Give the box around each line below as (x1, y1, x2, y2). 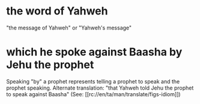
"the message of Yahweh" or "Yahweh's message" (6, 24, 132, 31)
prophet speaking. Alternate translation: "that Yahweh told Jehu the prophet (6, 84, 194, 91)
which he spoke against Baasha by (6, 45, 183, 59)
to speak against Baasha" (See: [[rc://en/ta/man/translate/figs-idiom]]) (6, 90, 181, 97)
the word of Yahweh (6, 4, 108, 18)
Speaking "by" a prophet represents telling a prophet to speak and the (6, 78, 180, 85)
